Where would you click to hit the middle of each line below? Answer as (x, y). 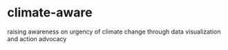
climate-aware (50, 13)
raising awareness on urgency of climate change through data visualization (114, 32)
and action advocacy (37, 38)
